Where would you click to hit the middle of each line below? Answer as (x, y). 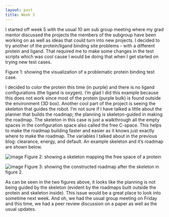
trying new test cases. (29, 62)
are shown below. (24, 147)
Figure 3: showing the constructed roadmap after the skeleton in (92, 166)
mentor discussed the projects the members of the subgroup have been (81, 35)
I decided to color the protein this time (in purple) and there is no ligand (80, 87)
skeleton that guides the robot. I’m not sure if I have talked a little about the (83, 109)
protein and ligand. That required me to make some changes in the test (80, 51)
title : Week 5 (20, 15)
